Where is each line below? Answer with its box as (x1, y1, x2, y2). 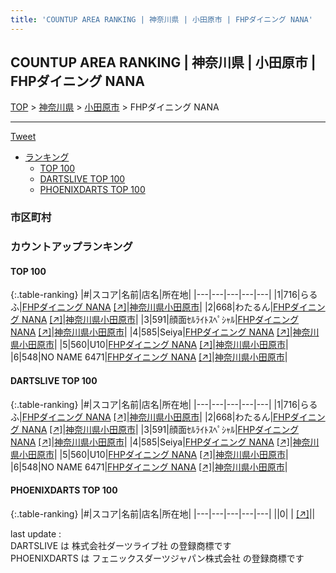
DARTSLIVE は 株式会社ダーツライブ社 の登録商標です (10, 539, 232, 551)
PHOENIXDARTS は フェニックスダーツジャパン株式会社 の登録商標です (10, 552, 305, 564)
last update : (10, 527, 62, 540)
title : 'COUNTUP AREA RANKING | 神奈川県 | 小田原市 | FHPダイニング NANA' (10, 14, 313, 25)
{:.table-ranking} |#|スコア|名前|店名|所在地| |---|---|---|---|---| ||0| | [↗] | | (10, 507, 316, 520)
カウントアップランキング (10, 240, 133, 254)
